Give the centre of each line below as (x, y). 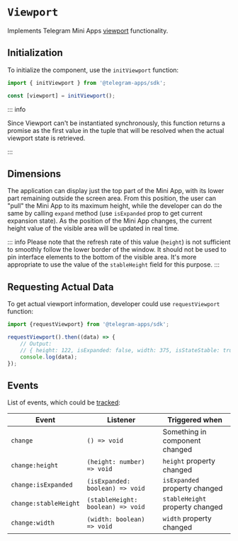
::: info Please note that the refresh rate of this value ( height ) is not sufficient (119, 242)
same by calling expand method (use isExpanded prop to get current (105, 214)
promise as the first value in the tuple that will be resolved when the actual (116, 130)
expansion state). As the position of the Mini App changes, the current (110, 221)
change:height (35, 466)
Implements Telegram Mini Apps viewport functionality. (88, 30)
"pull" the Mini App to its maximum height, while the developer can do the (115, 206)
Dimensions (34, 174)
